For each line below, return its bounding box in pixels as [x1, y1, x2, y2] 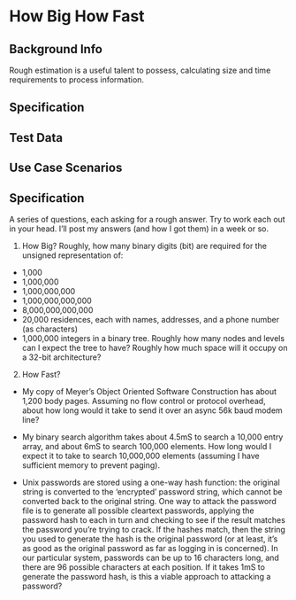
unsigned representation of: [21, 250, 124, 261]
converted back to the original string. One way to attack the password [21, 495, 277, 506]
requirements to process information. [9, 74, 144, 85]
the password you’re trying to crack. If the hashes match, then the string [21, 524, 285, 534]
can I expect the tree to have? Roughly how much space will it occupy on [21, 342, 288, 353]
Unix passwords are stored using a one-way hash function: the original [21, 477, 280, 487]
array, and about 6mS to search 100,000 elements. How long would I [21, 440, 272, 451]
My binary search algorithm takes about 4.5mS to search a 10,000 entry [21, 432, 284, 442]
